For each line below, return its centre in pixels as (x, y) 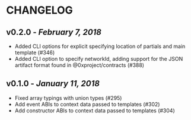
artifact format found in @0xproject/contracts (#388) (79, 65)
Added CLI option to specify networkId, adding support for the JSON (99, 59)
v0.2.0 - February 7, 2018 (54, 32)
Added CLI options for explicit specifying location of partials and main (100, 46)
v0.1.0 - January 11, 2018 (53, 84)
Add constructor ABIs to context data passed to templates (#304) (95, 111)
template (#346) (35, 53)
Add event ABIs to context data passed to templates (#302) (87, 104)
